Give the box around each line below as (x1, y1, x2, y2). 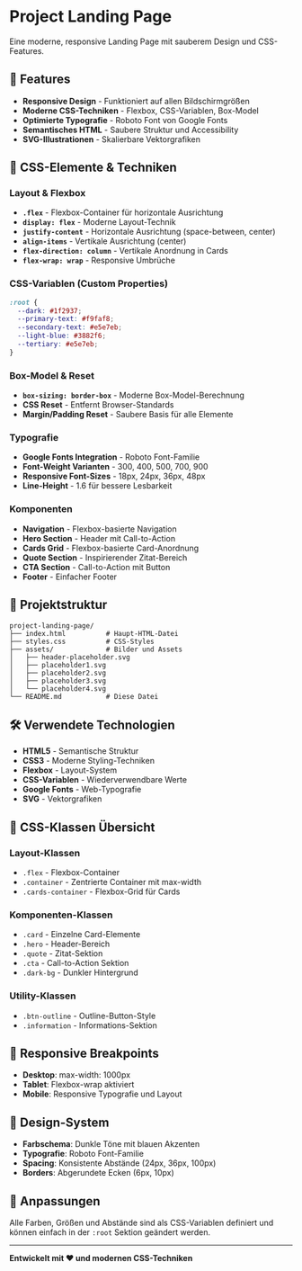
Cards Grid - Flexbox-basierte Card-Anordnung (22, 542, 200, 553)
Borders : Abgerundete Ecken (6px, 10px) (22, 1168, 175, 1178)
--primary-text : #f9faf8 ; (17, 315, 115, 324)
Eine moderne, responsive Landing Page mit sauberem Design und (9, 36, 256, 47)
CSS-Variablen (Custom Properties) (9, 277, 169, 290)
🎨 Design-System (9, 1114, 110, 1130)
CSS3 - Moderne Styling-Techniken (22, 756, 155, 766)
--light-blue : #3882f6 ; (17, 331, 106, 341)
